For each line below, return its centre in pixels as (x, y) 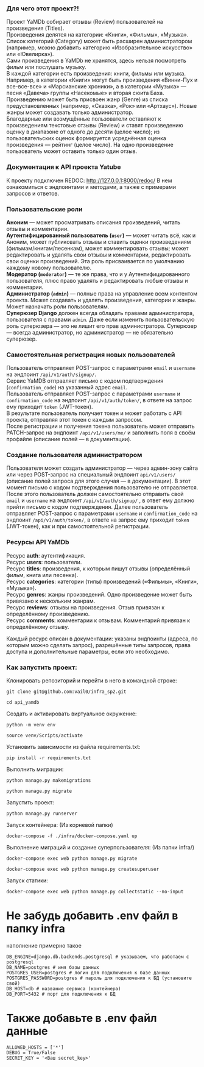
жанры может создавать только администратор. (70, 112)
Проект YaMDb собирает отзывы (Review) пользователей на (85, 22)
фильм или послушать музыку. (46, 67)
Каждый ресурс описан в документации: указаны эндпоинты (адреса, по (102, 639)
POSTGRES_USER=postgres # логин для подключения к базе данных (88, 973)
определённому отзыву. (38, 626)
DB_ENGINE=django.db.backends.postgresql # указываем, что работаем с (98, 957)
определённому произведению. (48, 614)
